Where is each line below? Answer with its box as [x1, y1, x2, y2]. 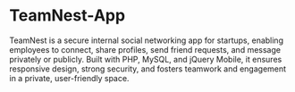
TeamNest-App [9, 5, 126, 26]
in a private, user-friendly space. [9, 72, 130, 83]
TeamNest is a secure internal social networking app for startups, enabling [9, 35, 284, 46]
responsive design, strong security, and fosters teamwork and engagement [9, 63, 287, 74]
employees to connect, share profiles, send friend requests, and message [9, 44, 282, 54]
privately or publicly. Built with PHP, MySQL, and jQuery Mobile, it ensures [9, 54, 282, 64]
